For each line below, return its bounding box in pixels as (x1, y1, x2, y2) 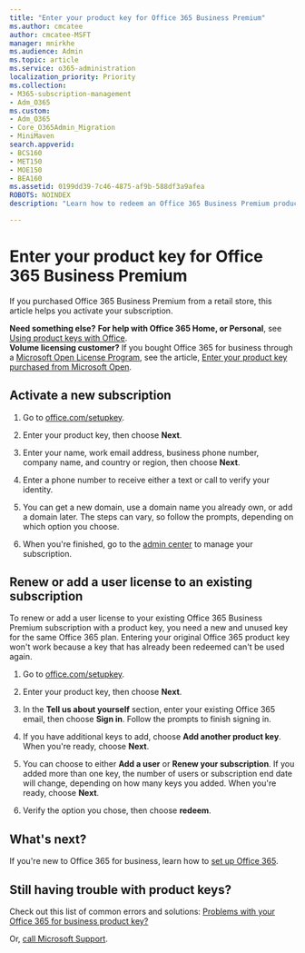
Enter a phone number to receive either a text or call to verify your (22, 474, 271, 485)
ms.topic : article (9, 55, 79, 65)
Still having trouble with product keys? (9, 882, 231, 898)
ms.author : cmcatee (9, 22, 84, 31)
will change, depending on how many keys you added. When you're (22, 778, 277, 789)
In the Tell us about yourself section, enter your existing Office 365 (22, 704, 276, 715)
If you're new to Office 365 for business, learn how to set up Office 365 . (9, 856, 279, 867)
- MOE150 (9, 165, 43, 174)
